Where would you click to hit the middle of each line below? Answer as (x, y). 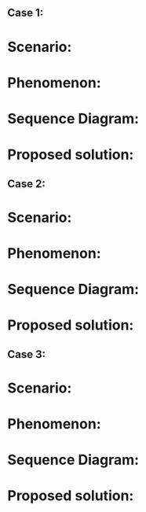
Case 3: (27, 354)
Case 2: (27, 184)
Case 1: (26, 13)
